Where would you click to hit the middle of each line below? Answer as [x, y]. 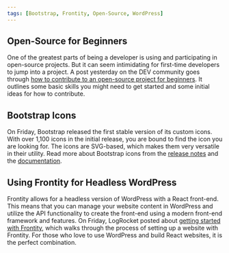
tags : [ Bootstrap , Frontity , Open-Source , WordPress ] [85, 13]
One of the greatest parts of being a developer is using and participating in [112, 57]
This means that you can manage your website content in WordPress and [110, 207]
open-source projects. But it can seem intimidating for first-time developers [113, 65]
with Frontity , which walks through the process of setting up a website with [113, 228]
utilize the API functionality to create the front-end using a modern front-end [115, 213]
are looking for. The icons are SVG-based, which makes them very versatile [113, 146]
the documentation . [35, 161]
